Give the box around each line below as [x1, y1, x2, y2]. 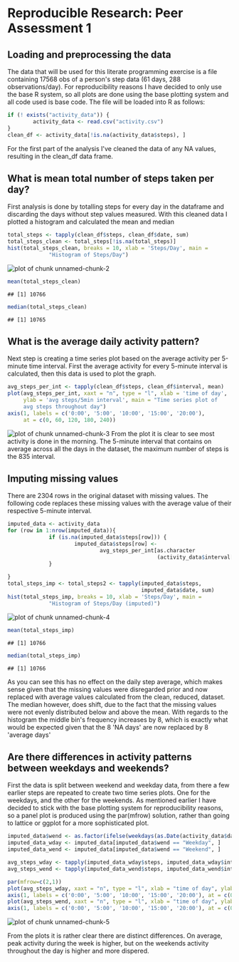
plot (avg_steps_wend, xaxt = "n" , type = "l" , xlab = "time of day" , [7, 898, 218, 906]
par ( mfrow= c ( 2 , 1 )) [7, 878, 62, 885]
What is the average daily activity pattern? [7, 335, 200, 347]
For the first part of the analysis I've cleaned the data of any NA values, [7, 144, 216, 152]
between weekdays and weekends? [7, 762, 169, 774]
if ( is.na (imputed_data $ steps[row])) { [48, 534, 167, 541]
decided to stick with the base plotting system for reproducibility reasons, [7, 804, 223, 812]
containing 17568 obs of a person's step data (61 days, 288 [7, 75, 181, 83]
